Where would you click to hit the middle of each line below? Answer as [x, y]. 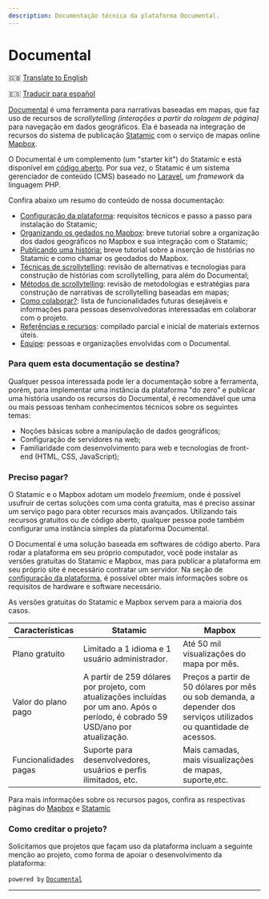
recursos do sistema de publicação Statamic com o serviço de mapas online [134, 135]
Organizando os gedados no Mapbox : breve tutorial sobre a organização [140, 232]
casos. [19, 611]
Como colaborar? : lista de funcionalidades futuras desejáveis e [124, 300]
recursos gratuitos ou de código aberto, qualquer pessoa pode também [126, 520]
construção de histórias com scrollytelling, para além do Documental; [134, 275]
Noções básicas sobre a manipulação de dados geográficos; [120, 431]
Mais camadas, [211, 750]
